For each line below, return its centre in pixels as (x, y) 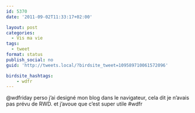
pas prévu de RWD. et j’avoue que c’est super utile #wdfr (74, 104)
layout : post (22, 27)
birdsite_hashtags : (30, 76)
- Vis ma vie (27, 38)
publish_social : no (30, 60)
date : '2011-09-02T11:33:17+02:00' (49, 17)
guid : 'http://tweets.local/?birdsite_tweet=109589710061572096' (87, 65)
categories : (20, 33)
